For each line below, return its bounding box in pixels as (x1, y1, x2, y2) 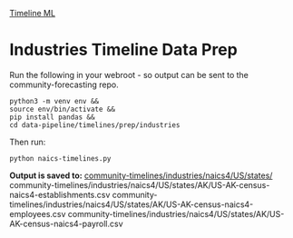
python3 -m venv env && (9, 96, 100, 105)
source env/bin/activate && (9, 104, 116, 114)
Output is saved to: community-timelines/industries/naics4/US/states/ (9, 170, 273, 181)
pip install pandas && (9, 113, 95, 122)
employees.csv (9, 208, 66, 219)
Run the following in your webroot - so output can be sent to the (9, 69, 249, 80)
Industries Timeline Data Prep (9, 40, 238, 60)
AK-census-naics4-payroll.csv (9, 218, 124, 229)
